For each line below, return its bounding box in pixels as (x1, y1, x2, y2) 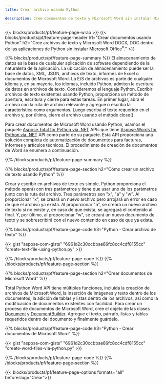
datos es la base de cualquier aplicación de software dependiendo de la (5, 60, 150, 66)
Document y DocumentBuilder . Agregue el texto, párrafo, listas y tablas (5, 311, 148, 317)
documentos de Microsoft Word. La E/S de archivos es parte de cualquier (5, 76, 153, 82)
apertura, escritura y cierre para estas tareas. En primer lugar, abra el (5, 96, 144, 102)
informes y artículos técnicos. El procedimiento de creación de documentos (5, 142, 158, 148)
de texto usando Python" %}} (5, 172, 64, 177)
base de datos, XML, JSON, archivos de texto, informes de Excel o (5, 71, 139, 77)
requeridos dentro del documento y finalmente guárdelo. (5, 316, 119, 322)
